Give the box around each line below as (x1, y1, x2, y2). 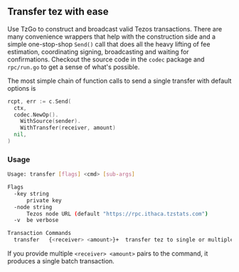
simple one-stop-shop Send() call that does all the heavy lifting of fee (7, 39, 211, 49)
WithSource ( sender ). (20, 118, 81, 125)
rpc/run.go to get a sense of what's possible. (7, 62, 140, 71)
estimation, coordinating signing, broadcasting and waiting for (7, 47, 190, 56)
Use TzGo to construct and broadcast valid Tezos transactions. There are (7, 24, 223, 33)
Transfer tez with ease (7, 6, 109, 18)
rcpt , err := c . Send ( (7, 98, 72, 105)
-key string (14, 190, 50, 197)
